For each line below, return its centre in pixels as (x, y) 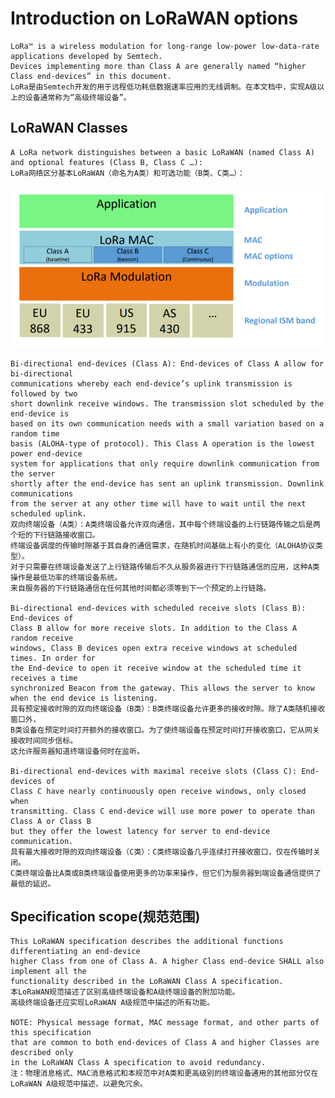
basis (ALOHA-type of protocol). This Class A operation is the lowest (162, 443)
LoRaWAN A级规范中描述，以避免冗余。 (79, 1084)
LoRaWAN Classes (69, 128)
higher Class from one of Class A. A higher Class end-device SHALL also (167, 962)
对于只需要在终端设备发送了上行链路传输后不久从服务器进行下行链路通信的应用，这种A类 (165, 567)
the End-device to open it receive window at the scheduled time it (156, 668)
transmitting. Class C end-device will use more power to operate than (162, 811)
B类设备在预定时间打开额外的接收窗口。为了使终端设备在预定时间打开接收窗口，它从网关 (165, 730)
